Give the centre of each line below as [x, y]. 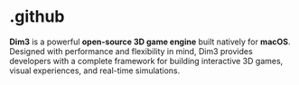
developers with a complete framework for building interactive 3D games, [146, 61]
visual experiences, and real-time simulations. [95, 71]
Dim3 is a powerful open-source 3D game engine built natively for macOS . [150, 42]
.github [37, 17]
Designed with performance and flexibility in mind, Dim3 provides [131, 51]
